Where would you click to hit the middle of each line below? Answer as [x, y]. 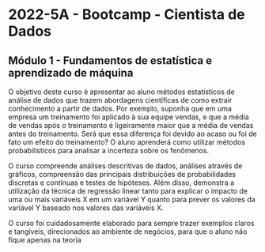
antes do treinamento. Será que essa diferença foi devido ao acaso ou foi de [132, 134]
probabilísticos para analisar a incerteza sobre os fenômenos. [109, 150]
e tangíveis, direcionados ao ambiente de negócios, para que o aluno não [128, 231]
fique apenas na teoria [45, 240]
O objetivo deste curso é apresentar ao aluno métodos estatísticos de [122, 92]
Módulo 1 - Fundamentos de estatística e [110, 60]
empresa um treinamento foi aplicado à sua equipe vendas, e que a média [129, 117]
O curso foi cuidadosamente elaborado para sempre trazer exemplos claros [131, 223]
